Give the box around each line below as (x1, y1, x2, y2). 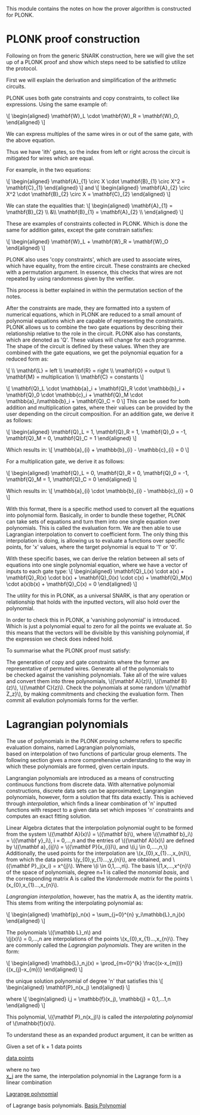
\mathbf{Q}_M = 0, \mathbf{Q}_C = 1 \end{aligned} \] (6, 434, 137, 441)
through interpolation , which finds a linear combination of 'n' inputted (6, 800, 177, 807)
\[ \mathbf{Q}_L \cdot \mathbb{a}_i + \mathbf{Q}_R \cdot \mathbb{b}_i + (6, 385, 186, 392)
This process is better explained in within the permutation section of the (6, 287, 183, 294)
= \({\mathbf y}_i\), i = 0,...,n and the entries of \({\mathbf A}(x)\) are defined (6, 837, 195, 844)
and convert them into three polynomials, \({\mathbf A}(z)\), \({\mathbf (6, 677, 180, 684)
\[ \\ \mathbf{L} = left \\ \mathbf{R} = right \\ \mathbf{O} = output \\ (6, 367, 171, 374)
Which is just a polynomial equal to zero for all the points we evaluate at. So (6, 622, 192, 630)
